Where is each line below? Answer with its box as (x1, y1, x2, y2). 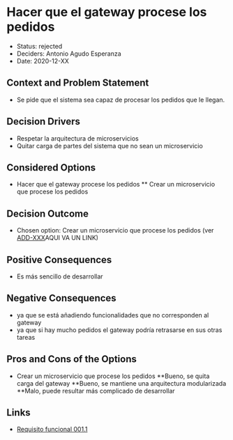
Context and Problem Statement (6, 77, 149, 89)
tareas (16, 333, 36, 341)
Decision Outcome (6, 207, 89, 219)
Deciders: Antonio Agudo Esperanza (16, 49, 121, 58)
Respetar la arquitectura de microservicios (16, 134, 139, 143)
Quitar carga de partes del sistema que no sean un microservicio (16, 141, 203, 150)
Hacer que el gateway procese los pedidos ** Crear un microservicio (16, 180, 216, 189)
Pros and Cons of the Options (6, 353, 137, 366)
